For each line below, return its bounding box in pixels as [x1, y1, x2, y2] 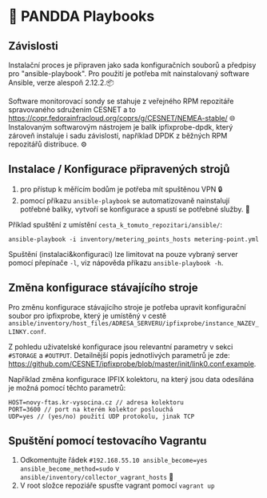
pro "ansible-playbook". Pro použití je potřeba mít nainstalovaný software [8, 69, 249, 78]
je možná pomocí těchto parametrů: [8, 383, 126, 392]
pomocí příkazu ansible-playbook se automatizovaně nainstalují [19, 195, 230, 205]
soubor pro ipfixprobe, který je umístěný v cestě [8, 311, 166, 320]
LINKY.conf [8, 327, 45, 335]
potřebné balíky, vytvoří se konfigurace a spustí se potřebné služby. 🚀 [19, 204, 250, 214]
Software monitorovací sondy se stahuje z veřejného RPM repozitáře [8, 96, 234, 106]
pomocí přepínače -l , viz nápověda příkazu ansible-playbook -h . [8, 258, 224, 267]
